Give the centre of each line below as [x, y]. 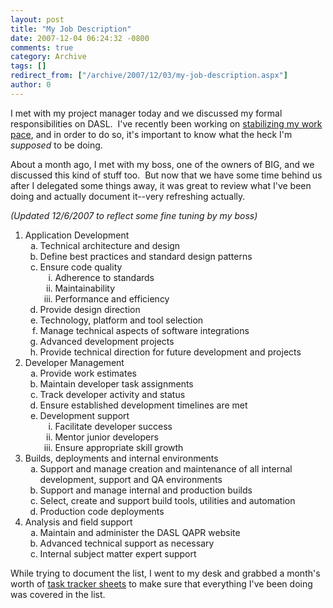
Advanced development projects [107, 341]
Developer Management [74, 362]
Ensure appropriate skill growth [119, 447]
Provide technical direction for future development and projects [170, 352]
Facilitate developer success [113, 426]
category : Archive [48, 57]
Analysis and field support [78, 522]
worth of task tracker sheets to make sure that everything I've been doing [161, 583]
